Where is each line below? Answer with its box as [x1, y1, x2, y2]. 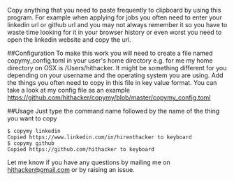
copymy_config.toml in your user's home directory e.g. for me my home [7, 56, 213, 65]
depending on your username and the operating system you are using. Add [7, 71, 224, 79]
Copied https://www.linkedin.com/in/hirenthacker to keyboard [7, 134, 192, 141]
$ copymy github [7, 140, 54, 147]
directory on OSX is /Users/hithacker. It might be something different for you [7, 64, 227, 72]
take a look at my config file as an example [7, 86, 131, 94]
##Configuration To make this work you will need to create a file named [7, 49, 213, 57]
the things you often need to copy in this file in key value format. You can [7, 79, 217, 86]
